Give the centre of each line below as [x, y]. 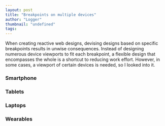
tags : [11, 29]
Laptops [16, 105]
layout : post [19, 10]
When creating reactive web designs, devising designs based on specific [82, 43]
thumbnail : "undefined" [30, 24]
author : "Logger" [24, 19]
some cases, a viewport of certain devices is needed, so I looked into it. [80, 65]
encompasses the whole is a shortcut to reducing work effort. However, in [82, 59]
